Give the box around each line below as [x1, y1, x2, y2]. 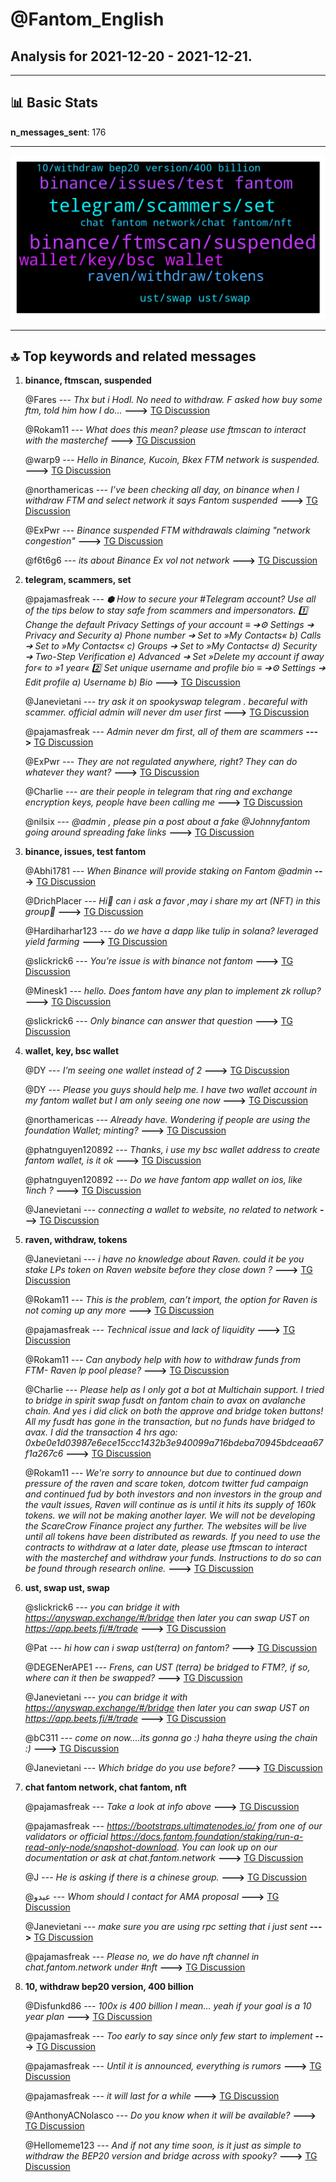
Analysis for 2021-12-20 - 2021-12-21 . [10, 48, 253, 65]
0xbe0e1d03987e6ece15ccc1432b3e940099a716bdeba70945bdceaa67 [24, 1437, 324, 1449]
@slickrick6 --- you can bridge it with [24, 1601, 180, 1613]
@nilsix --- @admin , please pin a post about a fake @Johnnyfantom [24, 816, 311, 828]
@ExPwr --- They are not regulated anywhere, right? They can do [24, 756, 298, 768]
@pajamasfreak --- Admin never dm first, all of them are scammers [24, 726, 304, 738]
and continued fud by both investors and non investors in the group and [24, 1488, 322, 1500]
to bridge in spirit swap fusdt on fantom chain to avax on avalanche [24, 1394, 306, 1407]
